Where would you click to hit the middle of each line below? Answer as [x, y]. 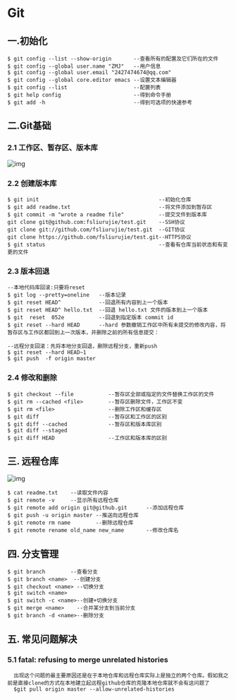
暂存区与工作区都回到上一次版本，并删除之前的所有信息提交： [83, 333]
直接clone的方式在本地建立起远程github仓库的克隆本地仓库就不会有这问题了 [113, 683]
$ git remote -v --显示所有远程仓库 [63, 500]
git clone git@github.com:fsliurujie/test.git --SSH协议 [96, 222]
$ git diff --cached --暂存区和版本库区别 [85, 424]
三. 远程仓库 [33, 461]
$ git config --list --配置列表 [84, 88]
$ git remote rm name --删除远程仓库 [70, 523]
